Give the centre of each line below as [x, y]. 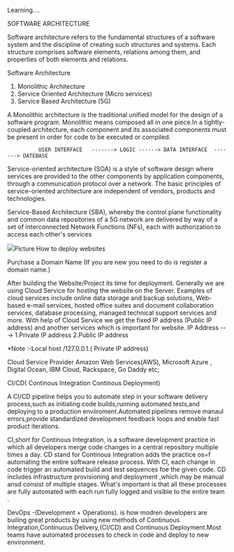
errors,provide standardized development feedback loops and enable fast [113, 419]
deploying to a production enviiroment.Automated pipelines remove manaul [115, 411]
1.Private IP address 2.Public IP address [72, 335]
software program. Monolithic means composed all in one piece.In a [105, 122]
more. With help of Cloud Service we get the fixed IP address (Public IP [110, 320]
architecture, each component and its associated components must [130, 129]
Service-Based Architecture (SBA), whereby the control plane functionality [115, 212]
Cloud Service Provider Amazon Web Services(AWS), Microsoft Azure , [110, 362]
